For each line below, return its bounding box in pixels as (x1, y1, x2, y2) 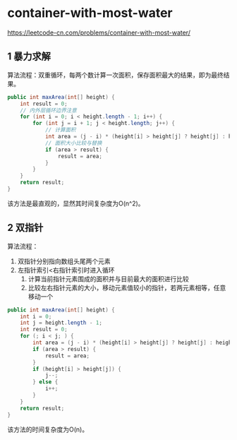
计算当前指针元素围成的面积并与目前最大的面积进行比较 (28, 274, 189, 283)
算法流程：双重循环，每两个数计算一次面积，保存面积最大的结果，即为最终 (7, 71, 224, 79)
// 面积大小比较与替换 (44, 139, 102, 146)
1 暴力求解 (7, 51, 51, 63)
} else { (32, 379, 59, 386)
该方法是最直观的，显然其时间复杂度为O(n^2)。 (7, 199, 145, 208)
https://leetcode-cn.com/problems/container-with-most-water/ (7, 28, 190, 37)
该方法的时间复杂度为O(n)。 (7, 425, 89, 434)
